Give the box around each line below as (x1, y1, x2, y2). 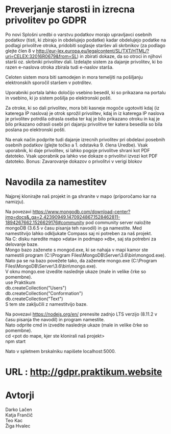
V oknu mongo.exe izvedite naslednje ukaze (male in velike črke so (5, 268, 146, 275)
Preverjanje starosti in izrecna (5, 4, 135, 15)
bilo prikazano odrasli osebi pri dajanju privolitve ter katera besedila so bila (5, 121, 162, 127)
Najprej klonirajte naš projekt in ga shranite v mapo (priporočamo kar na (5, 193, 157, 199)
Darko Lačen (5, 406, 32, 412)
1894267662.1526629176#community (5, 219, 85, 225)
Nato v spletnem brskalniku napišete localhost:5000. (5, 348, 116, 354)
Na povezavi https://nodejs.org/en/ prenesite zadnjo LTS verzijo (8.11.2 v (5, 311, 157, 317)
